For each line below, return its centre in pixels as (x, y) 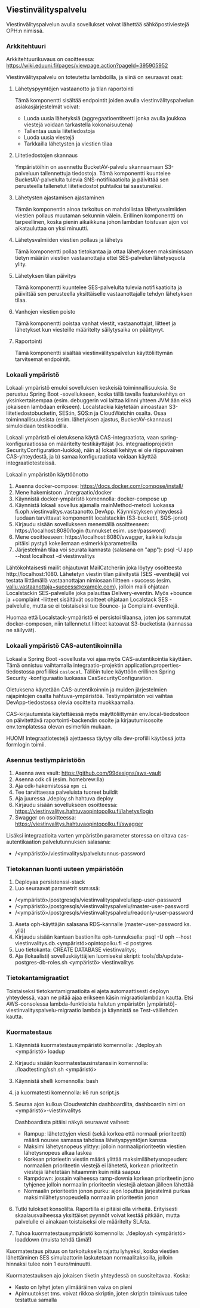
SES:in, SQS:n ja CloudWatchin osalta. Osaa (113, 413)
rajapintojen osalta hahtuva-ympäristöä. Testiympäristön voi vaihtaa (90, 696)
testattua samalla (36, 1300)
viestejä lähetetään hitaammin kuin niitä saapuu (82, 1172)
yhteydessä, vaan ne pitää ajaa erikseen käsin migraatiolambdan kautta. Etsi (100, 997)
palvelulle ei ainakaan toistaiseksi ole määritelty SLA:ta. (83, 1221)
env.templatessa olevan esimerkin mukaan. (59, 726)
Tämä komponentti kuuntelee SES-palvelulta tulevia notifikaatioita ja (98, 287)
